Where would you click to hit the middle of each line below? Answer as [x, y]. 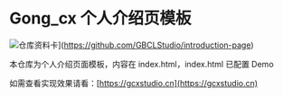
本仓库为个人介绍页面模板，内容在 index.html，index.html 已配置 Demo [141, 64]
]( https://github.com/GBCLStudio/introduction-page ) [156, 45]
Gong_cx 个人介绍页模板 [100, 18]
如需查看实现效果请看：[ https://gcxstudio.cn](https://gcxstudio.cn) [134, 83]
